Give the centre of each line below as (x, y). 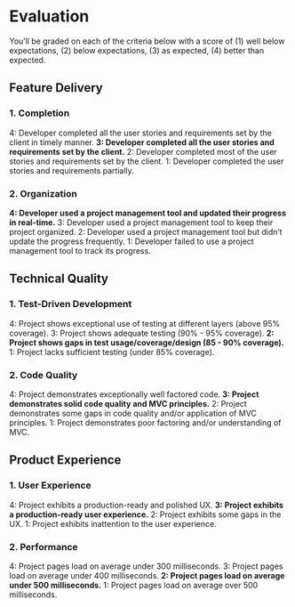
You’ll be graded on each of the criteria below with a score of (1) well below (147, 41)
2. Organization (43, 193)
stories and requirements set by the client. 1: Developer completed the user (147, 161)
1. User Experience (50, 485)
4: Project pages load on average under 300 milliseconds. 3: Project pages (146, 566)
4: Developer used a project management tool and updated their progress (148, 213)
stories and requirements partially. (72, 170)
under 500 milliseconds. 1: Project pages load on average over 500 (134, 585)
